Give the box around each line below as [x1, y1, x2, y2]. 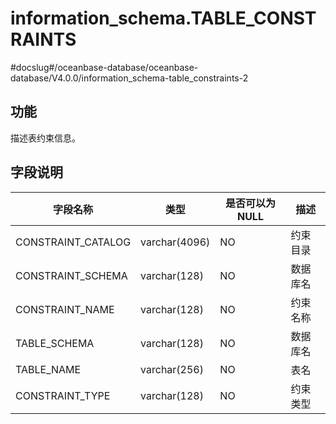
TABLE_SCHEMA [15, 336, 95, 350]
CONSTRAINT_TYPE [15, 388, 111, 402]
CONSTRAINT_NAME [15, 302, 115, 316]
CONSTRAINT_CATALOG [15, 235, 132, 249]
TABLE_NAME [15, 362, 82, 376]
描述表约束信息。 [10, 132, 81, 144]
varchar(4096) [140, 235, 211, 249]
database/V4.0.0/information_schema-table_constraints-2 [10, 72, 249, 84]
